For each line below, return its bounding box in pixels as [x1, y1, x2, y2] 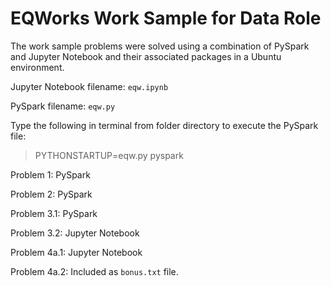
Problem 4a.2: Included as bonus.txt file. [10, 265, 179, 277]
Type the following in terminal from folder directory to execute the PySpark [10, 119, 319, 131]
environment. [10, 61, 65, 73]
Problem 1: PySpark [10, 168, 91, 181]
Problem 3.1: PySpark [10, 207, 98, 219]
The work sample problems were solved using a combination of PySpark [10, 40, 310, 52]
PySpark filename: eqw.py [10, 100, 116, 112]
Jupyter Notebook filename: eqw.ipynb [10, 80, 169, 92]
